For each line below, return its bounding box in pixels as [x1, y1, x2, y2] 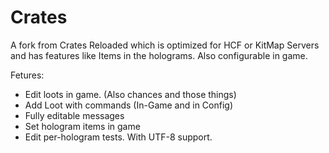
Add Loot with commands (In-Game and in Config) [24, 99, 234, 111]
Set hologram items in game [24, 120, 141, 132]
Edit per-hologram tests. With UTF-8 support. [24, 131, 213, 143]
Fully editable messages [24, 109, 125, 121]
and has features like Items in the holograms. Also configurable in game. [10, 49, 308, 61]
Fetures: [10, 69, 45, 81]
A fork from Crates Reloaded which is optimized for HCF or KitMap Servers [10, 39, 320, 51]
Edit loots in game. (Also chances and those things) [24, 88, 237, 100]
